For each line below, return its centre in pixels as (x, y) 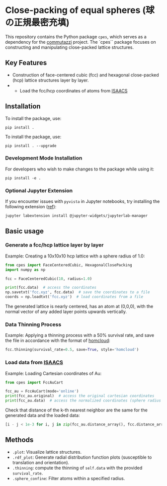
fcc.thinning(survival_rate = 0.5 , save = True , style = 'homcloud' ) (72, 350)
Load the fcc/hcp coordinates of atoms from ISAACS (74, 90)
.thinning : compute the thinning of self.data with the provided (77, 468)
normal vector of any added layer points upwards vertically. (66, 312)
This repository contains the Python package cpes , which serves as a (76, 37)
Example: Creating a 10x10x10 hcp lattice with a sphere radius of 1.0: (75, 256)
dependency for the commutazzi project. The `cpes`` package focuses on (81, 42)
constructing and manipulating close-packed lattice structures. (70, 47)
